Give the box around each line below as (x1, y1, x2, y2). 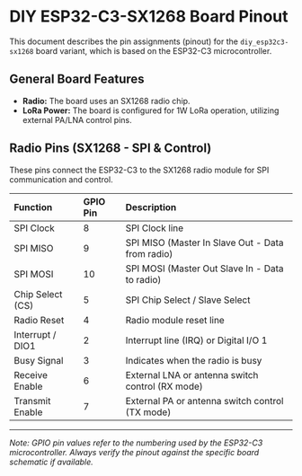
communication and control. (9, 173, 114, 185)
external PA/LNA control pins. (22, 114, 132, 125)
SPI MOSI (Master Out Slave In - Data (125, 262, 285, 275)
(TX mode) (125, 406, 172, 419)
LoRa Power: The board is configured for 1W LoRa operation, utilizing (22, 105, 280, 116)
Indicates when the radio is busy (125, 354, 262, 366)
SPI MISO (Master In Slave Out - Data (125, 236, 285, 249)
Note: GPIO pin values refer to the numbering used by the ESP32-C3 (9, 437, 263, 448)
